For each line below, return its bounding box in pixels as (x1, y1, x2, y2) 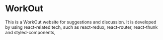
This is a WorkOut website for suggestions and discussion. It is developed (5, 19, 157, 25)
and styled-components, (5, 29, 56, 35)
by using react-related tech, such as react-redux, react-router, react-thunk (5, 24, 158, 30)
